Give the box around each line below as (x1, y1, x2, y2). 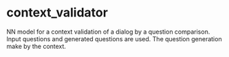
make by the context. (6, 42, 67, 50)
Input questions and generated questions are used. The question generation (6, 34, 222, 43)
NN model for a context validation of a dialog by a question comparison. (6, 27, 210, 36)
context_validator (6, 5, 108, 21)
